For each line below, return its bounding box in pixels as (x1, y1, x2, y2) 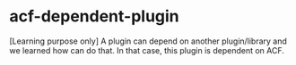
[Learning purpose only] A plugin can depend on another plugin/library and (9, 36, 287, 46)
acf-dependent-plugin (9, 6, 179, 27)
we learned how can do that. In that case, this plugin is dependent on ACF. (9, 45, 285, 55)
